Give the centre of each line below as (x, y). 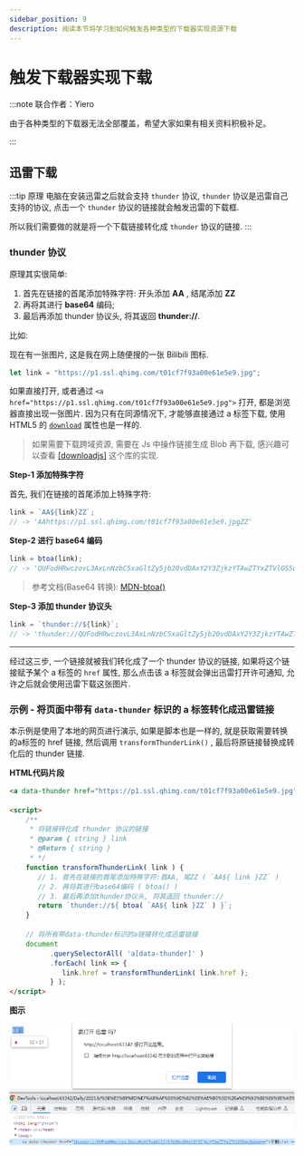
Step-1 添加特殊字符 (47, 475)
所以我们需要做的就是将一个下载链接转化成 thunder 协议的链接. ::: (131, 227)
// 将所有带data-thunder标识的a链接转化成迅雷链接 (112, 935)
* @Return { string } (70, 849)
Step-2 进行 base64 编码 (56, 540)
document (42, 944)
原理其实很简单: (38, 274)
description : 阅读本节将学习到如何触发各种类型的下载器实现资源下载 (123, 29)
